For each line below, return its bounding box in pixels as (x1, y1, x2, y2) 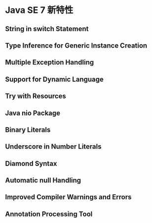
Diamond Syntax (5, 159, 58, 167)
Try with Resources (5, 92, 67, 101)
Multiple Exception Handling (5, 58, 94, 67)
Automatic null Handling (5, 176, 81, 185)
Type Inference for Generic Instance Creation (5, 41, 148, 50)
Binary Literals (5, 125, 51, 134)
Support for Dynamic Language (5, 75, 104, 83)
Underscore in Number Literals (5, 142, 102, 151)
